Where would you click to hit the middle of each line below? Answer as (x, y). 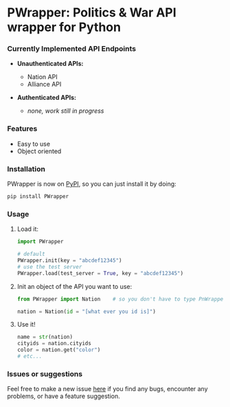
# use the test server (49, 267)
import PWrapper (40, 242)
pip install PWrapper (38, 197)
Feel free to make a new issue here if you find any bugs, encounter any (107, 389)
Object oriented (39, 151)
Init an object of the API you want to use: (74, 286)
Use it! (26, 324)
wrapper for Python (64, 27)
